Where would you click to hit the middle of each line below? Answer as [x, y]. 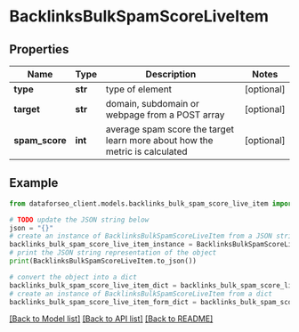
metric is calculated [147, 151]
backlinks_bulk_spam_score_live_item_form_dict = [103, 302]
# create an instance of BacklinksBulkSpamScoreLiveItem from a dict [141, 294]
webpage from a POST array [165, 115]
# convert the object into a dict [73, 277]
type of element [138, 89]
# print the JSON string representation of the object [113, 253]
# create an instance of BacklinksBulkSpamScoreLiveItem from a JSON [141, 236]
